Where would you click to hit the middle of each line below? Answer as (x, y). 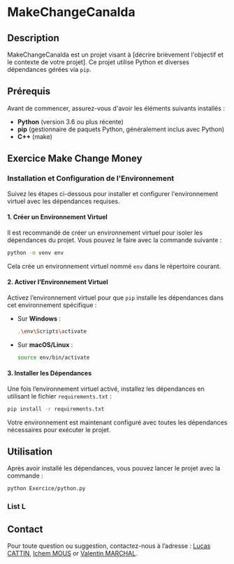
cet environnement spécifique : (52, 305)
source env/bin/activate (53, 357)
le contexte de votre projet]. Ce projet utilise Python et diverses (98, 62)
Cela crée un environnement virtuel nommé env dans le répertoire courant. (114, 266)
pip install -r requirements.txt (56, 409)
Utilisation (30, 452)
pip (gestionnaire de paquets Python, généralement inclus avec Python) (121, 129)
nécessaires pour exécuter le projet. (59, 429)
